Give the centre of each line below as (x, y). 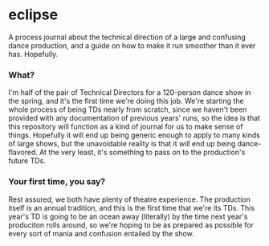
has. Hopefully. (33, 54)
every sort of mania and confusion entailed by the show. (101, 233)
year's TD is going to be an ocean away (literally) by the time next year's (128, 216)
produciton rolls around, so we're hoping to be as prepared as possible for (131, 225)
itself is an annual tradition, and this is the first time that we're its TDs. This (132, 207)
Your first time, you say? (57, 182)
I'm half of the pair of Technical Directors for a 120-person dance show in (130, 92)
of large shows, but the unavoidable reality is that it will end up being (122, 144)
